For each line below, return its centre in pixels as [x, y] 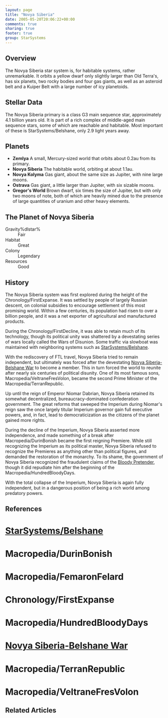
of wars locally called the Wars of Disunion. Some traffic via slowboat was [82, 342]
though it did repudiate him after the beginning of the [60, 467]
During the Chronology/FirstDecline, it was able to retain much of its [75, 331]
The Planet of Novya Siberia [50, 217]
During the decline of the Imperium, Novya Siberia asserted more [72, 430]
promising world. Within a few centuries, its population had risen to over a [81, 311]
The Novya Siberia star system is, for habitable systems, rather [70, 70]
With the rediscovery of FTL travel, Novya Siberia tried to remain [72, 357]
